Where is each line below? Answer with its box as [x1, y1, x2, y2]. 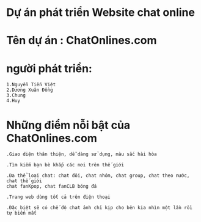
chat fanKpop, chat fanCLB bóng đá [6, 183, 97, 190]
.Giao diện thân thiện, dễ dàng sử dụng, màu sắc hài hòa [6, 151, 157, 158]
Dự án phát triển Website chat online [6, 6, 196, 20]
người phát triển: [6, 61, 93, 75]
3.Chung [6, 92, 26, 98]
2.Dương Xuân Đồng [6, 87, 53, 94]
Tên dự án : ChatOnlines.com [6, 34, 157, 48]
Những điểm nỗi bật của [6, 118, 131, 132]
